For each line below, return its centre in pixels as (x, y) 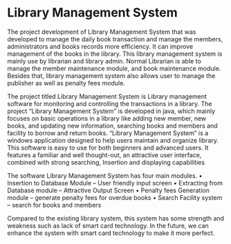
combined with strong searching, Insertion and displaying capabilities (106, 162)
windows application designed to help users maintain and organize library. (113, 140)
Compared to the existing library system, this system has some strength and (116, 218)
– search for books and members (54, 205)
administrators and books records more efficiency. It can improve (100, 46)
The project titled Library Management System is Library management (107, 96)
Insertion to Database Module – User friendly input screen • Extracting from (115, 183)
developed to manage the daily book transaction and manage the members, (115, 39)
